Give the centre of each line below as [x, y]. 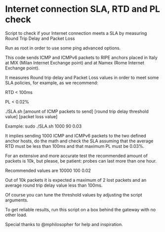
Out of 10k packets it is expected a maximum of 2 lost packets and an [76, 180]
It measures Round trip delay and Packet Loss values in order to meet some [82, 77]
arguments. [17, 200]
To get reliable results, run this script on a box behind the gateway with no [81, 209]
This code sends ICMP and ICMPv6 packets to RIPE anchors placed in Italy [82, 57]
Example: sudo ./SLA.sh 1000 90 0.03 [43, 126]
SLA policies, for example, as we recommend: [52, 83]
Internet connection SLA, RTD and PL [83, 9]
